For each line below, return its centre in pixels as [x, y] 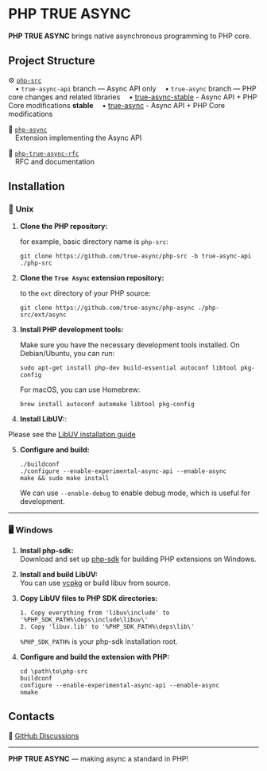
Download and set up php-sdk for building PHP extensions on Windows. [138, 559]
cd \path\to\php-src [54, 671]
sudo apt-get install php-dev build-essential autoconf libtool [128, 368]
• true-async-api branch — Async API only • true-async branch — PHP [136, 88]
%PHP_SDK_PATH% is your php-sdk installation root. [99, 641]
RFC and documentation [55, 161]
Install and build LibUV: [58, 574]
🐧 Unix [21, 209]
